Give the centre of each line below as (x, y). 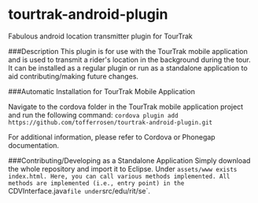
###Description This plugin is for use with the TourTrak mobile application (128, 51)
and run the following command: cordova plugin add (93, 114)
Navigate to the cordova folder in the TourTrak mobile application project (126, 107)
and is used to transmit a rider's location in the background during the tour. (130, 60)
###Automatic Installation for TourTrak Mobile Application (101, 91)
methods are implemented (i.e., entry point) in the (96, 183)
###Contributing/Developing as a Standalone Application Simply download (129, 160)
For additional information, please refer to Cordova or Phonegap (112, 137)
